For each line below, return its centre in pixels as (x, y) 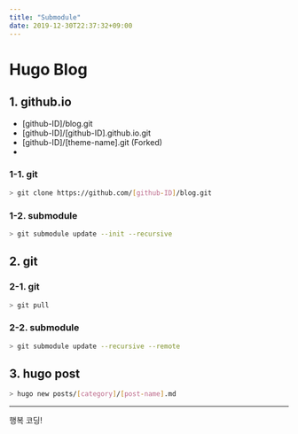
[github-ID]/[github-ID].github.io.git (86, 133)
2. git (24, 262)
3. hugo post (45, 373)
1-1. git (24, 174)
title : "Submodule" (45, 17)
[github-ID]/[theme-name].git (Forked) (92, 142)
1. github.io (41, 102)
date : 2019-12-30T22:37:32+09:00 (71, 26)
